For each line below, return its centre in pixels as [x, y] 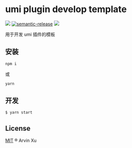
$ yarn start [19, 113]
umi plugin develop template [66, 9]
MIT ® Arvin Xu [21, 140]
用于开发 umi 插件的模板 [30, 34]
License [18, 128]
